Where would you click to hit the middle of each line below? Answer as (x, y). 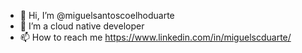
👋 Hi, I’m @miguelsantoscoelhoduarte (97, 15)
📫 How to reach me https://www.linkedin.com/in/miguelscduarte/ (155, 37)
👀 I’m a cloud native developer (82, 26)
